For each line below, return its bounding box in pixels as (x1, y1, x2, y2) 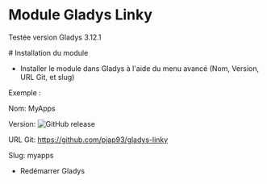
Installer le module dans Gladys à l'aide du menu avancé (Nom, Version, (19, 63, 260, 73)
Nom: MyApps (8, 103, 56, 113)
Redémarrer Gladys (19, 165, 86, 175)
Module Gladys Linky (8, 6, 153, 24)
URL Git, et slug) (19, 72, 75, 82)
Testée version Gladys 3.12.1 (8, 32, 102, 42)
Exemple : (8, 87, 42, 98)
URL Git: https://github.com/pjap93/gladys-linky (8, 135, 169, 144)
